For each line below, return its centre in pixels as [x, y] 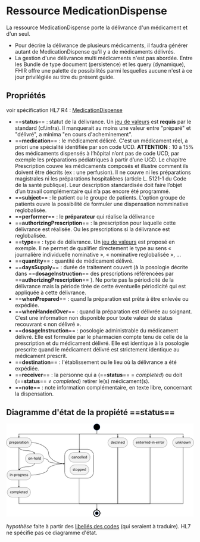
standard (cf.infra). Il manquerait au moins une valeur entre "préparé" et [103, 128]
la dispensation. [34, 394]
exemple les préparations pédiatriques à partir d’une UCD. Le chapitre [100, 160]
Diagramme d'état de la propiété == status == [91, 412]
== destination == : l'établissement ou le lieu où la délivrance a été [96, 362]
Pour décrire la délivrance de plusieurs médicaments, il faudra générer [101, 45]
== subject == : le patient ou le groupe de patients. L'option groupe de [100, 197]
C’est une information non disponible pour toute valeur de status [94, 317]
